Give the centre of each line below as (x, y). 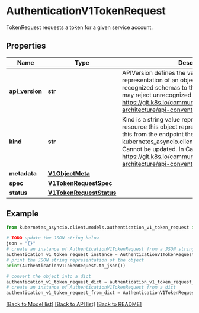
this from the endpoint (153, 134)
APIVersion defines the (154, 72)
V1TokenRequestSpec (80, 183)
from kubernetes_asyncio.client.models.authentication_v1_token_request (98, 227)
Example (23, 214)
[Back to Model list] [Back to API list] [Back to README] (74, 304)
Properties (26, 46)
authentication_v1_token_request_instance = (62, 255)
